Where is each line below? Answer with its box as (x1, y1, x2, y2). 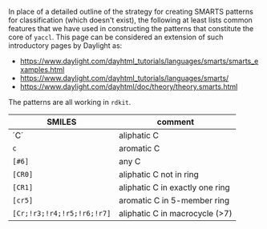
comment (156, 116, 195, 127)
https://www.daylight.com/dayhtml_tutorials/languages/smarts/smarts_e (19, 56, 259, 66)
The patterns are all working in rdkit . (8, 98, 131, 106)
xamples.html (19, 65, 65, 74)
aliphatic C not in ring (119, 169, 199, 179)
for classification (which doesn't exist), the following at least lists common (8, 15, 253, 25)
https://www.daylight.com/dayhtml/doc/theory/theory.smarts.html (19, 82, 238, 91)
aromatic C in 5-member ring (119, 195, 230, 206)
